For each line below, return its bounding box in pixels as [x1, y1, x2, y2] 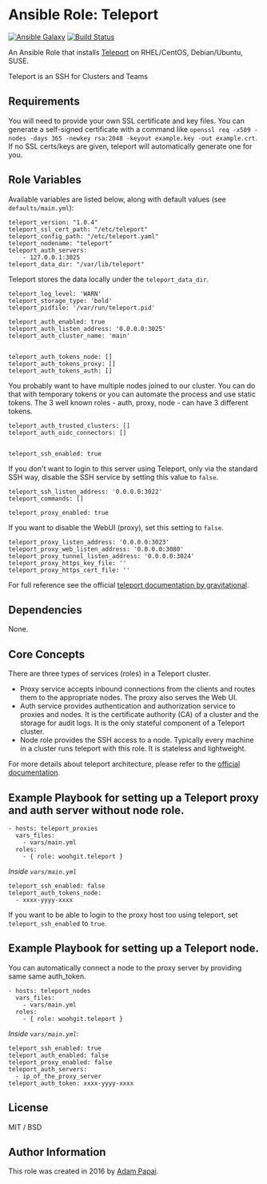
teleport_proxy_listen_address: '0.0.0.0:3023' [8, 538, 170, 546]
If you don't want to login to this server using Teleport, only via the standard [8, 464, 258, 473]
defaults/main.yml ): [8, 202, 74, 213]
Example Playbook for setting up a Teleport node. [8, 942, 260, 955]
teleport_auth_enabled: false [8, 1051, 110, 1059]
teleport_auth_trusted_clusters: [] [8, 421, 130, 429]
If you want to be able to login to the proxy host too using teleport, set [8, 910, 238, 919]
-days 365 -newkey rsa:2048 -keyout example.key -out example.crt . [29, 133, 258, 142]
